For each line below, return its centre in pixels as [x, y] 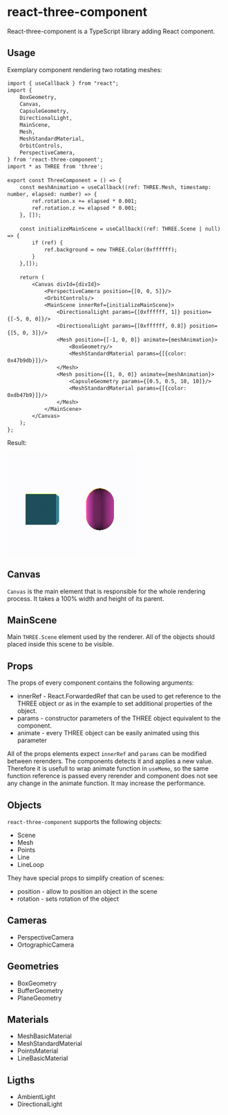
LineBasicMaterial [42, 1058]
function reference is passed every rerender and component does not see [113, 776]
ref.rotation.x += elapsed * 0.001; [85, 201]
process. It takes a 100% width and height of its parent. [86, 598]
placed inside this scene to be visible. [60, 644]
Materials [28, 1020]
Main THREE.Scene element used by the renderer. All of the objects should [111, 637]
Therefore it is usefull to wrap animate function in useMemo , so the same [108, 769]
